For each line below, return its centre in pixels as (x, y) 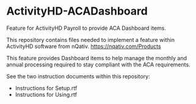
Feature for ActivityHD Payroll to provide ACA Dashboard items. (86, 28)
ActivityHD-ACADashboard (77, 11)
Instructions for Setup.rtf (46, 88)
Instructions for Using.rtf (46, 94)
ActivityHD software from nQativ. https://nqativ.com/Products (84, 46)
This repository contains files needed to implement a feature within (91, 40)
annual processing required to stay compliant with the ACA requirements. (98, 64)
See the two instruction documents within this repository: (78, 76)
